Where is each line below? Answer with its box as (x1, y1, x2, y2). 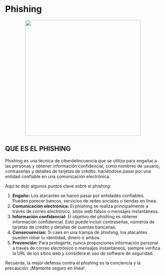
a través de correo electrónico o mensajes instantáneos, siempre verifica (12, 245, 161, 251)
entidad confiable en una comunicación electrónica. (5, 173, 111, 179)
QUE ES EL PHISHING (5, 145, 71, 153)
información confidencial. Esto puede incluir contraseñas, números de (12, 219, 155, 225)
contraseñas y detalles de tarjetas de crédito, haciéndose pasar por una (5, 168, 151, 174)
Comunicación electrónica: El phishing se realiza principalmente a (12, 203, 149, 209)
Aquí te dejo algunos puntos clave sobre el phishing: (5, 183, 112, 189)
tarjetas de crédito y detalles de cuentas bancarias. (12, 224, 117, 230)
